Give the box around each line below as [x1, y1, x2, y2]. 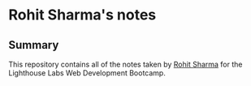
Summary [8, 38, 59, 52]
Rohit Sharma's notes [8, 6, 157, 24]
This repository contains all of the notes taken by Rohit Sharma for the [8, 59, 243, 69]
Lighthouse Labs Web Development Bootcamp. [8, 68, 167, 78]
